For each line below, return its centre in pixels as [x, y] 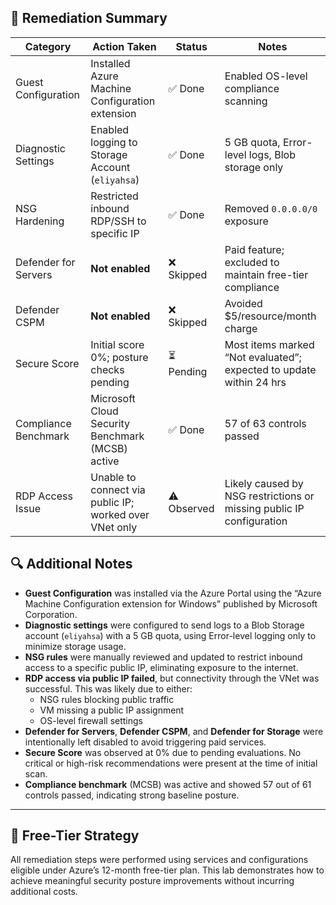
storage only [254, 167]
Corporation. [51, 614]
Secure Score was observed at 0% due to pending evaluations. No [163, 752]
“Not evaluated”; [263, 357]
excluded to [252, 262]
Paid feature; [254, 249]
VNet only [114, 527]
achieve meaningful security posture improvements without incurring [152, 881]
